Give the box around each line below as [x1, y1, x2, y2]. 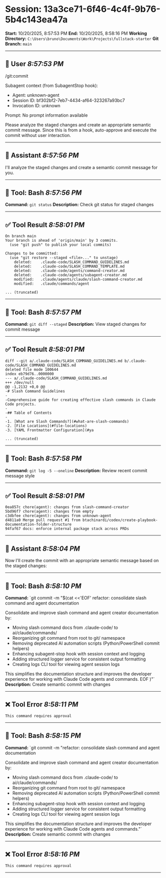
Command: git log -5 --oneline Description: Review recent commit [5, 467, 147, 473]
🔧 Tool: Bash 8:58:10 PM [5, 582, 82, 590]
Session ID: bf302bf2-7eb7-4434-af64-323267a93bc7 [12, 97, 125, 103]
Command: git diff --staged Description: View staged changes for [5, 321, 147, 327]
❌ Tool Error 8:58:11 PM [5, 701, 79, 709]
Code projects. [5, 401, 37, 406]
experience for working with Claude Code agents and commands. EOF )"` [5, 676, 155, 682]
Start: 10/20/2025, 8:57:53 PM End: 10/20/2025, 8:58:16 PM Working [5, 30, 147, 36]
